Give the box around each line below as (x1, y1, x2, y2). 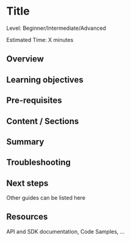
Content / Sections (6, 116, 79, 126)
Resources (6, 212, 48, 222)
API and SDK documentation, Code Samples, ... (6, 228, 125, 235)
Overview (6, 54, 44, 65)
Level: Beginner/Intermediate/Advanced (6, 24, 107, 32)
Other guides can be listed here (6, 194, 86, 201)
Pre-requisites (6, 96, 62, 106)
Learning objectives (6, 74, 84, 85)
